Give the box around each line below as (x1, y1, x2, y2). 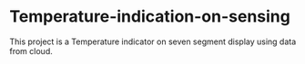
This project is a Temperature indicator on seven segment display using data (9, 36, 297, 47)
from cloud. (9, 45, 53, 56)
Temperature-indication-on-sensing (9, 6, 291, 27)
